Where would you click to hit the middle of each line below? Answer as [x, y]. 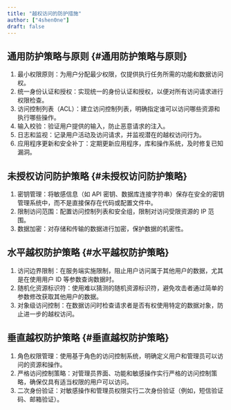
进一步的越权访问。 [50, 314]
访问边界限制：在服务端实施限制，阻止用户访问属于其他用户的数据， [114, 270]
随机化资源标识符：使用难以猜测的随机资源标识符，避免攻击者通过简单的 [120, 287]
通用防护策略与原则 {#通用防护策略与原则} [98, 56]
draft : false [26, 26]
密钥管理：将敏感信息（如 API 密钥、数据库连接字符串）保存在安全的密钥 [121, 194]
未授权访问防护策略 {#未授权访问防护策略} [98, 176]
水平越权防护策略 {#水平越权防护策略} [88, 252]
